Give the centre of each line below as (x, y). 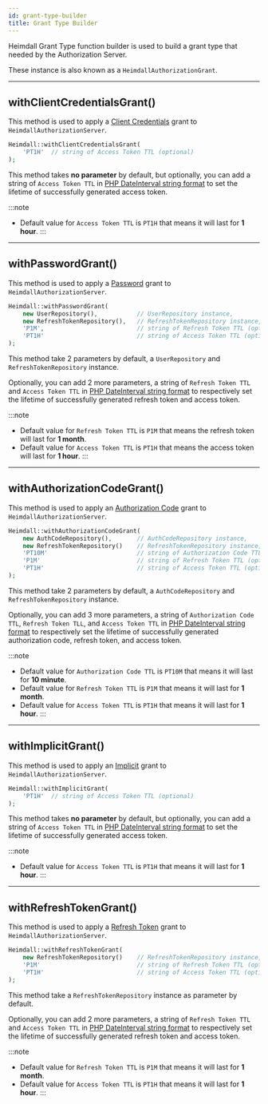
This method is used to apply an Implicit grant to (88, 765)
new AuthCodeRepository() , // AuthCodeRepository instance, (135, 538)
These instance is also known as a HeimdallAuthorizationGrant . (113, 69)
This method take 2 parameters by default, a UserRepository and (114, 359)
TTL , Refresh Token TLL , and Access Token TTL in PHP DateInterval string (127, 623)
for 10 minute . (43, 679)
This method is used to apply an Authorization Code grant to (108, 507)
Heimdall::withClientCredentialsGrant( (75, 145)
